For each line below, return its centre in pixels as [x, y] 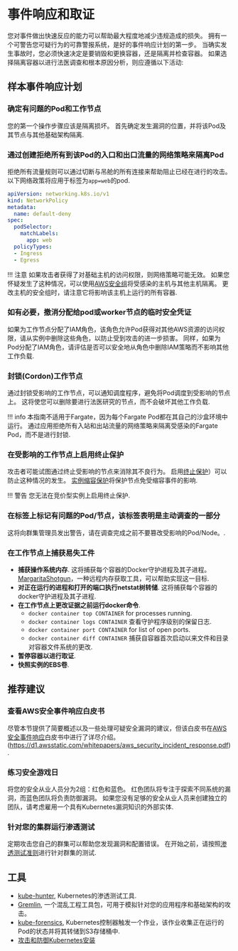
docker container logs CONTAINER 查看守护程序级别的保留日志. [120, 622]
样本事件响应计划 [45, 87]
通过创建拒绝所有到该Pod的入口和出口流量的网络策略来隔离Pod [115, 155]
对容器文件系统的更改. [60, 647]
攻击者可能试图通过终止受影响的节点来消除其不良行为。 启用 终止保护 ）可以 [117, 472]
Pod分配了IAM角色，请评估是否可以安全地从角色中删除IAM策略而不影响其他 [118, 347]
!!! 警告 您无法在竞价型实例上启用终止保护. [69, 495]
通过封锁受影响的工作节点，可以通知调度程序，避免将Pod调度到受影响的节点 [119, 393]
